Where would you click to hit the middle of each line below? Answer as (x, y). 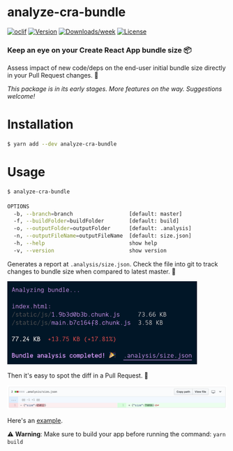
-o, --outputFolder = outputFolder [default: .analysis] (103, 229)
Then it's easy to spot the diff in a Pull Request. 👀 (78, 375)
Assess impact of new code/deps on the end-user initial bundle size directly (116, 68)
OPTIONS (18, 206)
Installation (40, 125)
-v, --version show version (90, 250)
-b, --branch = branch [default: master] (98, 214)
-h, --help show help (85, 243)
